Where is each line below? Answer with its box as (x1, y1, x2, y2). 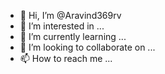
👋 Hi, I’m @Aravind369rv (19, 10, 122, 21)
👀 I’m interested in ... (19, 20, 105, 32)
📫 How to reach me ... (19, 53, 113, 64)
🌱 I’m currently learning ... (19, 31, 127, 42)
